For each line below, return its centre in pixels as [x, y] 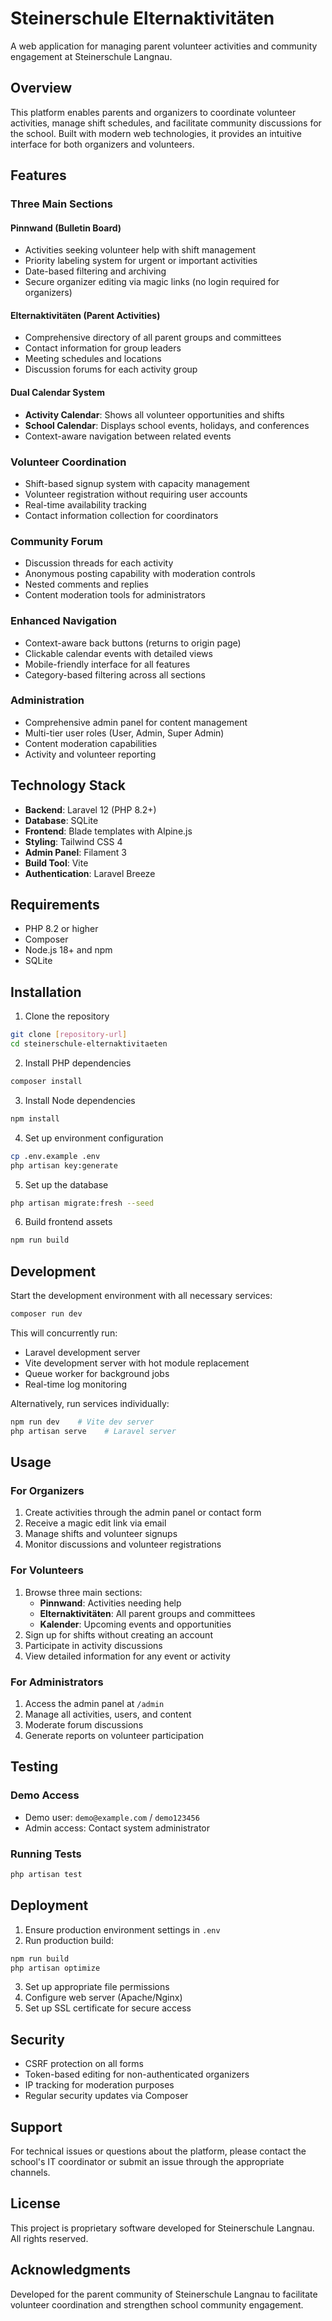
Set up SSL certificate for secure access [108, 2008]
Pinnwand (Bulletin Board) [66, 228]
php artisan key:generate [64, 1165]
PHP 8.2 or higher [61, 929]
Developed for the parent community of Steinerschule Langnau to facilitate [164, 2294]
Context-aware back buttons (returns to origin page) [133, 643]
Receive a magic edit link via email [95, 1523]
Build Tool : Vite [56, 863]
